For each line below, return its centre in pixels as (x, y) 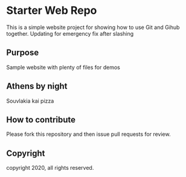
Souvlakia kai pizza (30, 101)
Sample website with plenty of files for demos (63, 67)
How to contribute (41, 119)
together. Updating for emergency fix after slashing (70, 33)
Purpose (23, 53)
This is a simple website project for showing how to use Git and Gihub (93, 27)
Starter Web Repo (52, 11)
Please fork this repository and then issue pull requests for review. (88, 134)
